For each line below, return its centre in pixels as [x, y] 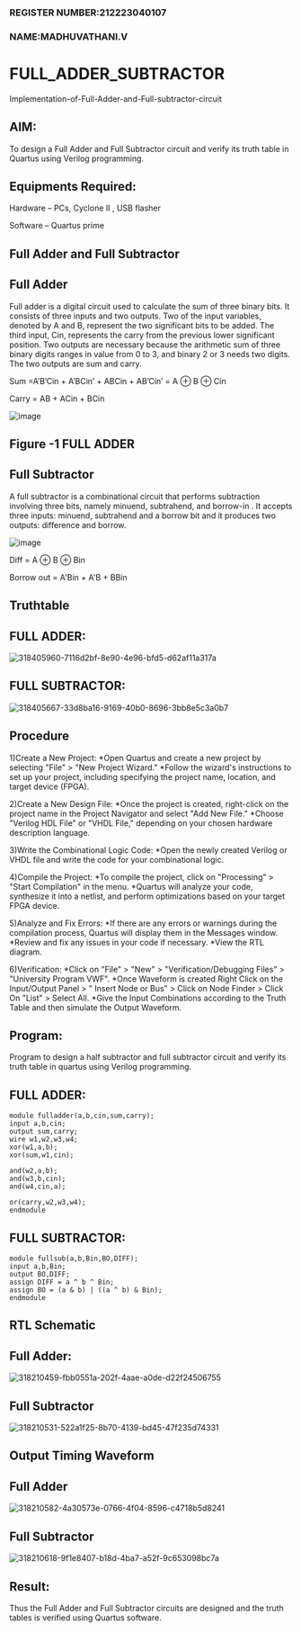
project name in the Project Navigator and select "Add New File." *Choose [147, 813]
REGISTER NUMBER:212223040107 [88, 13]
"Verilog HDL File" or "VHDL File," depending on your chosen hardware [141, 823]
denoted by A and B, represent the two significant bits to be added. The [142, 325]
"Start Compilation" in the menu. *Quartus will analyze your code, [131, 886]
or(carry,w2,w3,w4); [48, 1203]
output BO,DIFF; [40, 1275]
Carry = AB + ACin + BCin [57, 399]
